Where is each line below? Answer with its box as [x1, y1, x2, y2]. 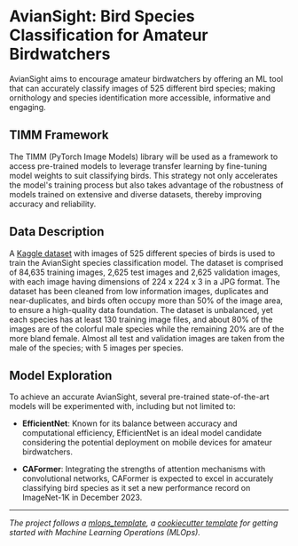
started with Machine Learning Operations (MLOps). [9, 527, 201, 538]
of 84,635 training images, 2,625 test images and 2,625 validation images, [9, 267, 281, 277]
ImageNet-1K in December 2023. [21, 492, 143, 503]
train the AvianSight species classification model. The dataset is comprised [9, 257, 284, 268]
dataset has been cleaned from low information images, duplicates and [9, 285, 269, 296]
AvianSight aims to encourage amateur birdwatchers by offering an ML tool [9, 73, 284, 84]
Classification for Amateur [9, 25, 208, 45]
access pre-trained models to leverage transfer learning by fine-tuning [9, 160, 268, 171]
